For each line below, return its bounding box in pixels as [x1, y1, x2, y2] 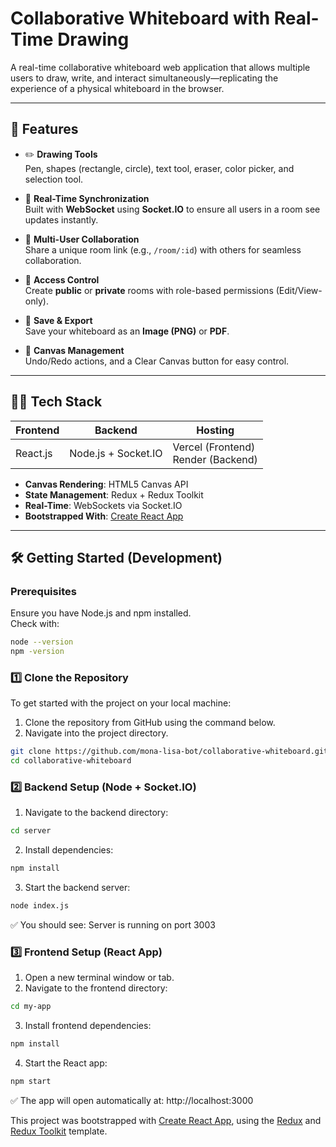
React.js [15, 446, 53, 460]
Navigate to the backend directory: [24, 807, 169, 819]
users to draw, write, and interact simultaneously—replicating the [10, 72, 279, 84]
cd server [10, 826, 52, 836]
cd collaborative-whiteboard [10, 756, 132, 766]
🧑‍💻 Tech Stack [10, 393, 103, 411]
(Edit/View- [275, 284, 323, 296]
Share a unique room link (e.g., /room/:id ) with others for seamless [24, 243, 302, 256]
